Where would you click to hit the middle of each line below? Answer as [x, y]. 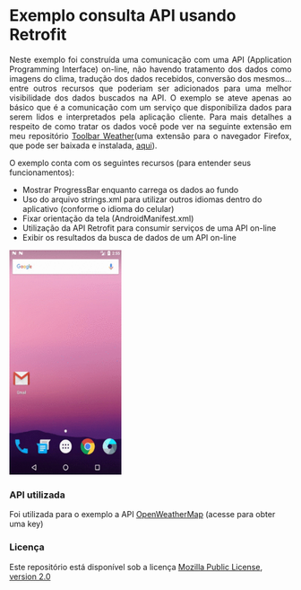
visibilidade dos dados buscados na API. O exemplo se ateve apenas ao [150, 97]
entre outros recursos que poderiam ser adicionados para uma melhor [150, 88]
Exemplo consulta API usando [123, 16]
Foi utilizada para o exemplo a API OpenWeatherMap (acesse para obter [142, 515]
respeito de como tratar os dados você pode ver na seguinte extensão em [150, 126]
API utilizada [37, 495]
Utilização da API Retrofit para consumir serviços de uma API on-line [149, 228]
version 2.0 [30, 577]
